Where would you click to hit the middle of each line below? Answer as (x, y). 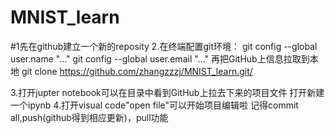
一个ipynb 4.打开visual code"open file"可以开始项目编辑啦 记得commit (154, 105)
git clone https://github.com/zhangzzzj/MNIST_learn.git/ (137, 71)
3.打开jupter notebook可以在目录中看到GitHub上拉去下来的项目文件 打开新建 (167, 92)
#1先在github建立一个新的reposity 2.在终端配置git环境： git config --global (164, 46)
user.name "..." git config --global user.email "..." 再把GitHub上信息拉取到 (160, 58)
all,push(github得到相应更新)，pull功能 (89, 117)
